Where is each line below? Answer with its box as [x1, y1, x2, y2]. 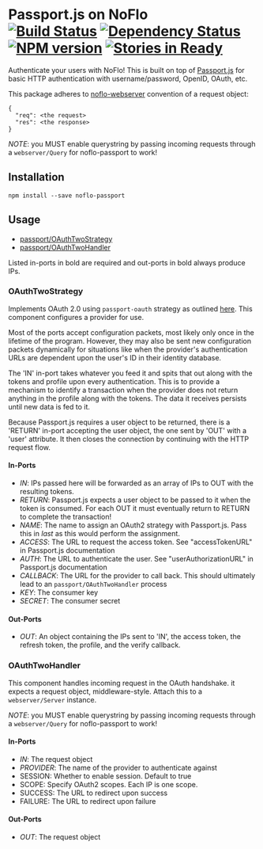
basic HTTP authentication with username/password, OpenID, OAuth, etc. [8, 74, 248, 83]
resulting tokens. [19, 487, 75, 497]
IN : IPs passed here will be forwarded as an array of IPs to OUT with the [19, 478, 254, 488]
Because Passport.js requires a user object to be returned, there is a [8, 417, 231, 427]
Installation [8, 170, 65, 184]
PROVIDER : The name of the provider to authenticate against [19, 763, 217, 772]
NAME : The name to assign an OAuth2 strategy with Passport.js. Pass [19, 520, 247, 530]
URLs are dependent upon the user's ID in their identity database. [8, 352, 222, 362]
